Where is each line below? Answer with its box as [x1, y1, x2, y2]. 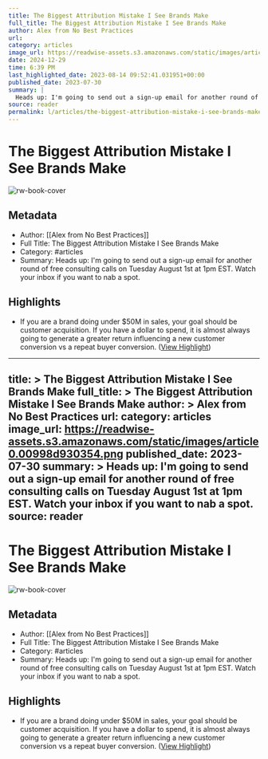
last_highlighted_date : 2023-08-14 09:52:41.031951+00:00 [8, 71, 205, 79]
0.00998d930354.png [8, 447, 124, 461]
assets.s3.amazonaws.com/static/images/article [8, 435, 259, 448]
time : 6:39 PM [8, 64, 56, 72]
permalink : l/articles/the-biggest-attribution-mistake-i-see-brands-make [8, 108, 262, 116]
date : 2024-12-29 [8, 57, 66, 65]
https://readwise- [64, 422, 155, 435]
